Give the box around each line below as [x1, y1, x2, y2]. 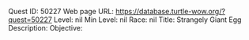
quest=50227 [8, 15, 53, 24]
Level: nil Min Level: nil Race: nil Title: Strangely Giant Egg [54, 15, 242, 24]
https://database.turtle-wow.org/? [115, 7, 225, 16]
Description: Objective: [8, 24, 83, 32]
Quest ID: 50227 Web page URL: [8, 7, 115, 16]
